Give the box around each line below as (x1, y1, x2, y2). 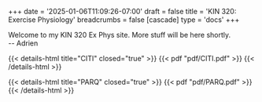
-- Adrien (8, 38, 39, 48)
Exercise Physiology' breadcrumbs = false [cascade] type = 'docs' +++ (8, 15, 240, 24)
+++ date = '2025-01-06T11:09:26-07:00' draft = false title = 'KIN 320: (8, 7, 237, 16)
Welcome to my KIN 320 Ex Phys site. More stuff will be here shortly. (8, 31, 231, 39)
